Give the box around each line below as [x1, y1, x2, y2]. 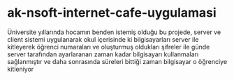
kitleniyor [7, 65, 34, 73]
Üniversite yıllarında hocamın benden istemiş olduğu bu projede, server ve [7, 28, 221, 36]
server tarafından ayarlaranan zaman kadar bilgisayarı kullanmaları [7, 50, 199, 58]
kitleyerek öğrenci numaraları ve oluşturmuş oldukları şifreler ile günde [7, 42, 210, 51]
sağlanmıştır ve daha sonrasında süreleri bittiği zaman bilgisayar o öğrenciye [7, 57, 228, 65]
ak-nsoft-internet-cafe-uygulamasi [7, 5, 217, 21]
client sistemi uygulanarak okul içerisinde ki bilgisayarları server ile [7, 35, 199, 43]
